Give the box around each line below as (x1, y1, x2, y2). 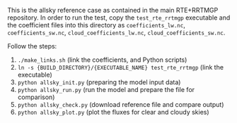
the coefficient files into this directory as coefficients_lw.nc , (7, 21, 185, 29)
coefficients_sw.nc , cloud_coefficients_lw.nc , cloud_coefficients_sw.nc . (7, 28, 226, 37)
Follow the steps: (7, 42, 57, 50)
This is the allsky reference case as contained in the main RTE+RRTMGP (7, 6, 219, 14)
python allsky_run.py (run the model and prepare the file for (17, 86, 195, 93)
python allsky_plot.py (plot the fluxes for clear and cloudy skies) (17, 108, 210, 116)
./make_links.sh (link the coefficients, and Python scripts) (17, 56, 187, 64)
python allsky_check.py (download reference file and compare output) (17, 101, 224, 108)
